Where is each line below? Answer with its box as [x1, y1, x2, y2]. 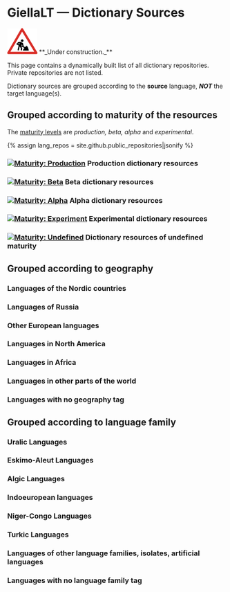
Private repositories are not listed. [7, 68, 104, 77]
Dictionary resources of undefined [85, 233, 204, 242]
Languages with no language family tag [7, 575, 142, 585]
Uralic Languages [7, 437, 68, 447]
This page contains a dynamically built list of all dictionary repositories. [7, 61, 209, 69]
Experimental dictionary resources [88, 214, 208, 224]
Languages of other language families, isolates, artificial [7, 548, 200, 558]
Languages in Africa [7, 358, 77, 368]
